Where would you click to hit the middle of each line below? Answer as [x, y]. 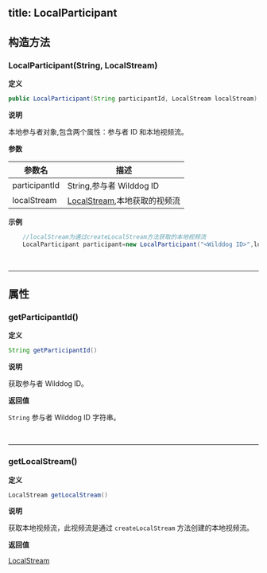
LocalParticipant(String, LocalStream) [83, 65]
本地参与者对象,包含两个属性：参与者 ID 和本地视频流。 [98, 131]
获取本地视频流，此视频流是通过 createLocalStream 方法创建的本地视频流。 [131, 528]
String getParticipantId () [53, 351]
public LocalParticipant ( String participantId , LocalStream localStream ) [133, 99]
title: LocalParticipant [63, 13]
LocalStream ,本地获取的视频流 [124, 201]
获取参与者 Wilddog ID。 [48, 384]
